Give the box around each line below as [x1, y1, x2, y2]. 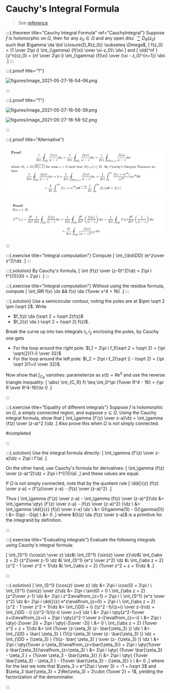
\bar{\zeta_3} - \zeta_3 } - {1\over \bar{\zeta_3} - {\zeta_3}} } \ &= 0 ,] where [6, 658, 164, 664]
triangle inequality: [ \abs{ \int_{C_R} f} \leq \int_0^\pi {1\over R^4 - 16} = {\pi [6, 379, 164, 385]
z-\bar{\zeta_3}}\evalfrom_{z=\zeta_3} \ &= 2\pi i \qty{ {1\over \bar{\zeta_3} [6, 647, 163, 653]
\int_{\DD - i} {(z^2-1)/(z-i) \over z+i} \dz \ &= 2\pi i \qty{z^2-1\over [6, 609, 145, 615]
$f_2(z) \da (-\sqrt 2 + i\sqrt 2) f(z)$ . [13, 319, 90, 325]
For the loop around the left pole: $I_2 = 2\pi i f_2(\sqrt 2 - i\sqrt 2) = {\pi [13, 356, 164, 362]
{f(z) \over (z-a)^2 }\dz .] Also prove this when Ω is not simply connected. [6, 420, 159, 426]
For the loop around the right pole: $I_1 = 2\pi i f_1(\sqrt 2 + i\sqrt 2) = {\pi [13, 345, 165, 351]
